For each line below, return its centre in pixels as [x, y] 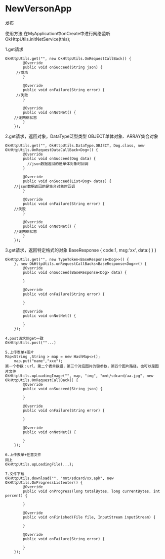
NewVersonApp [39, 9]
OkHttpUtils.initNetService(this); [38, 39]
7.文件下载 [15, 474]
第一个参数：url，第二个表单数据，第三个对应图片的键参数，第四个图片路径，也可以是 [80, 366]
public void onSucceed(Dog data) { [60, 158]
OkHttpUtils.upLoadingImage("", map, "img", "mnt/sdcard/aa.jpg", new [79, 376]
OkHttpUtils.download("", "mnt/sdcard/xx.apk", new [59, 478]
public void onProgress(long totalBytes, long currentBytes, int [92, 491]
